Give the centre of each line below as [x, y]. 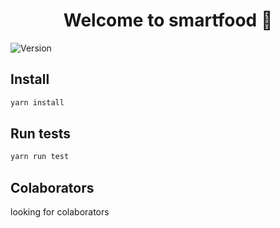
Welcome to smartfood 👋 [168, 20]
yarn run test [40, 157]
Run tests [40, 134]
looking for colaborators [60, 212]
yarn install [37, 102]
